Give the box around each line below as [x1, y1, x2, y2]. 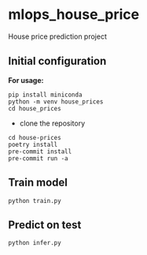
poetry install [8, 141, 58, 148]
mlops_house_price [8, 6, 140, 24]
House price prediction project [8, 32, 108, 41]
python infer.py [8, 239, 61, 247]
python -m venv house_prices [8, 97, 104, 106]
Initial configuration [8, 54, 107, 68]
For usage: [8, 75, 44, 84]
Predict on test [8, 218, 82, 231]
